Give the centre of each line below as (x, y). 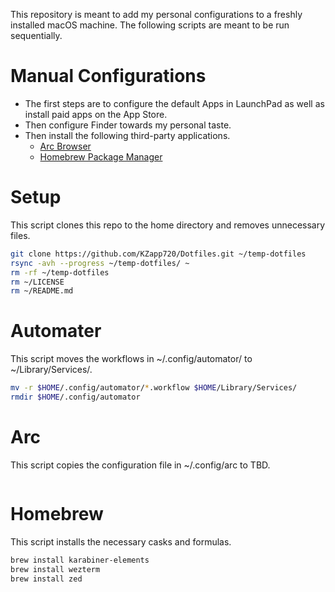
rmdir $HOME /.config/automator (75, 397)
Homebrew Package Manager (101, 156)
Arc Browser (65, 146)
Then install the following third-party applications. (127, 135)
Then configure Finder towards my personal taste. (128, 125)
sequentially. (36, 35)
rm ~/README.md (42, 291)
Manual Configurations (108, 76)
